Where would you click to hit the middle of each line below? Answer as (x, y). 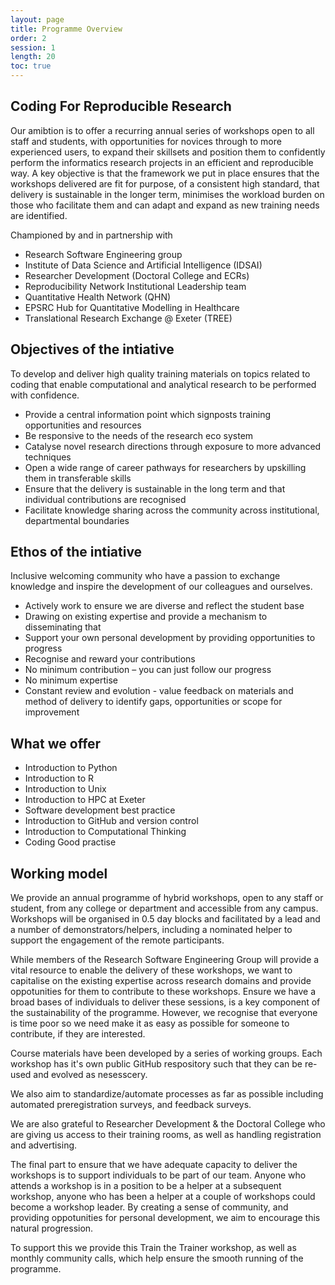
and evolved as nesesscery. (90, 1075)
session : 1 (33, 47)
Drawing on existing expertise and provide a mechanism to (146, 617)
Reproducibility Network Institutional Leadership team (135, 286)
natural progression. (52, 1228)
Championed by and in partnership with (91, 235)
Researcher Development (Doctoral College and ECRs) (137, 275)
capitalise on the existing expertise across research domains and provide (161, 981)
